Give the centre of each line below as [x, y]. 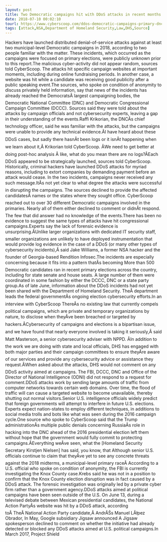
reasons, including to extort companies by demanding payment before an [80, 172]
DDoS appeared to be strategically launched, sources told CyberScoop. [78, 161]
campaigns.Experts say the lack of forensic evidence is [62, 226]
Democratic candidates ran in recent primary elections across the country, [81, 270]
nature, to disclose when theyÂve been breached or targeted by [70, 317]
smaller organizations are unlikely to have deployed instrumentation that [79, 239]
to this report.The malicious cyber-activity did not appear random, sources [82, 64]
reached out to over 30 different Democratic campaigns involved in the [78, 203]
